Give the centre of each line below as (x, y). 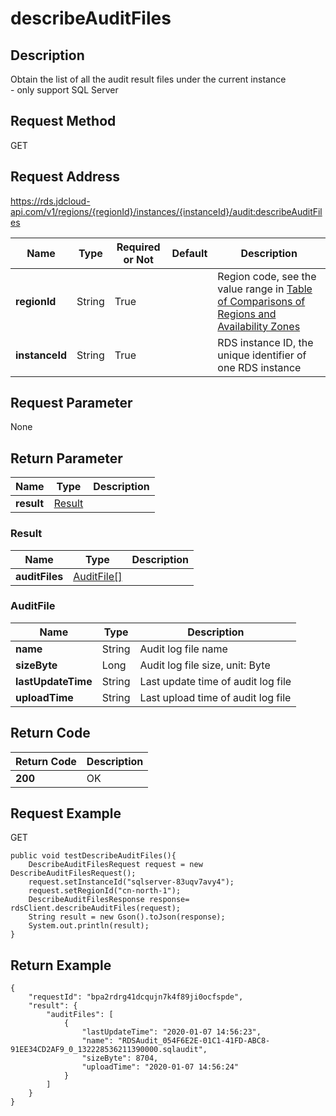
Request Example (66, 813)
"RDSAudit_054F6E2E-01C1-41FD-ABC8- (194, 1041)
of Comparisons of (261, 301)
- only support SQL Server (64, 90)
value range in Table (265, 289)
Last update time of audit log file (215, 681)
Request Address (65, 177)
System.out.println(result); (89, 926)
